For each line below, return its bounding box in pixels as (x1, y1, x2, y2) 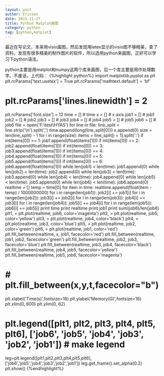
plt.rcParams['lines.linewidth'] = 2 (5, 95, 148, 107)
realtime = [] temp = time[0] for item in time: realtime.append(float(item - (5, 184, 152, 190)
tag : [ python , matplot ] (5, 30, 51, 35)
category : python (5, 25, 41, 30)
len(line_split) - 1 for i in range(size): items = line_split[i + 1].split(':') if (5, 132, 143, 138)
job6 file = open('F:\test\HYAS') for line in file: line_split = (5, 122, 120, 128)
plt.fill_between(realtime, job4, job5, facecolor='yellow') (5, 247, 118, 253)
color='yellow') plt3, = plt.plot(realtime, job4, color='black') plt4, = (5, 215, 139, 221)
